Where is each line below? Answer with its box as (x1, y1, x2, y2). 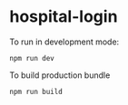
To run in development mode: (9, 36, 120, 47)
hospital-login (9, 6, 118, 27)
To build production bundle (9, 70, 111, 81)
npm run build (9, 87, 64, 96)
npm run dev (9, 53, 54, 62)
